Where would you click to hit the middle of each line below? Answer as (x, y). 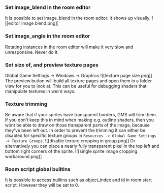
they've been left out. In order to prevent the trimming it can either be (75, 130)
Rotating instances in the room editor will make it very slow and (69, 47)
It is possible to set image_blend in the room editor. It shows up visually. (78, 18)
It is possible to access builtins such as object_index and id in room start (79, 180)
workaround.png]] (23, 157)
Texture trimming (26, 104)
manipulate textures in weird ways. (40, 91)
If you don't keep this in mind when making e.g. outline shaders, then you (80, 120)
